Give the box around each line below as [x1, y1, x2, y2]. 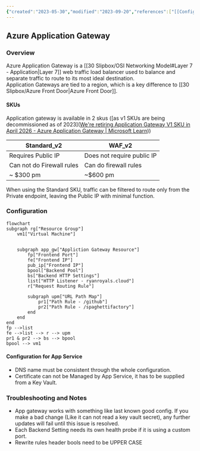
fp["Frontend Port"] [27, 251, 79, 258]
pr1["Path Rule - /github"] [37, 298, 108, 304]
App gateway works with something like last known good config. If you [14, 408, 189, 415]
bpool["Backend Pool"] [27, 268, 84, 273]
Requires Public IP [9, 151, 60, 160]
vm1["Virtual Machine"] [17, 231, 76, 237]
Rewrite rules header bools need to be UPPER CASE [14, 439, 143, 446]
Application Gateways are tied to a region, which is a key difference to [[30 [6, 81, 189, 88]
